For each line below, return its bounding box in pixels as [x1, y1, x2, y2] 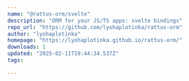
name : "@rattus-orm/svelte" [7, 10, 91, 18]
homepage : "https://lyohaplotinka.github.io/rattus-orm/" [7, 37, 183, 44]
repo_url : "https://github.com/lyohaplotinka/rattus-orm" [7, 23, 183, 31]
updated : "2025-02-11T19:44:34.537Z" [7, 50, 119, 58]
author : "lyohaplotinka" [7, 30, 81, 38]
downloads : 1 [7, 43, 46, 50]
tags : [7, 57, 23, 64]
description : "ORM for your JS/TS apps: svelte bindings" [7, 17, 183, 24]
